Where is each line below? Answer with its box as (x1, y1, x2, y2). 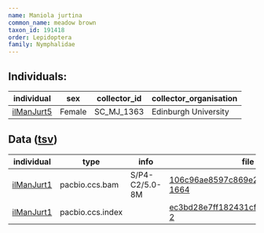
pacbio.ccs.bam (60, 179, 119, 190)
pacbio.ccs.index (60, 206, 123, 217)
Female (60, 106, 87, 117)
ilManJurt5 (12, 106, 53, 117)
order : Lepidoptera (8, 33, 72, 42)
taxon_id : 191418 (8, 26, 65, 34)
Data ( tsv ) (8, 133, 58, 146)
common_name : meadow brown (8, 19, 97, 27)
